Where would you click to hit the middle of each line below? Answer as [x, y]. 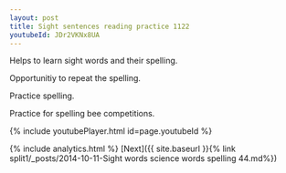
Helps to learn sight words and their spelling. [94, 61]
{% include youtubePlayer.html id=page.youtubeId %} [111, 131]
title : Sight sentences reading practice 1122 [100, 26]
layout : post [34, 18]
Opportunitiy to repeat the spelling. [75, 78]
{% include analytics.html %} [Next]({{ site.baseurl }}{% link [122, 149]
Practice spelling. [42, 96]
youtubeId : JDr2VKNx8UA [55, 35]
